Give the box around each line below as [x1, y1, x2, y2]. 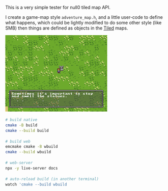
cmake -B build [5, 122, 38, 128]
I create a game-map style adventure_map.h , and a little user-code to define [5, 14, 163, 20]
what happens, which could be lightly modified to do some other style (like [5, 20, 162, 25]
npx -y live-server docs [5, 166, 58, 171]
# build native [5, 117, 38, 122]
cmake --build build [5, 128, 49, 133]
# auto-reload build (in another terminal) [5, 176, 99, 181]
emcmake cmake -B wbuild [5, 144, 58, 149]
